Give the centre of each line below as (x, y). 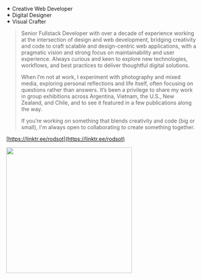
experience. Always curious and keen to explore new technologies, (104, 59)
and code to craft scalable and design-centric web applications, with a (109, 46)
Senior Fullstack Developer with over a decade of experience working (108, 33)
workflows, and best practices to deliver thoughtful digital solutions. (105, 65)
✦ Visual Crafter (26, 21)
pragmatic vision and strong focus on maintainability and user (98, 53)
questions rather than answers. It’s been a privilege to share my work (107, 90)
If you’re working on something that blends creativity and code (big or (108, 121)
